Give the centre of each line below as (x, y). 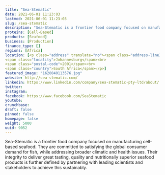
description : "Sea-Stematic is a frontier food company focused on (76, 28)
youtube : (14, 101)
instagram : (16, 91)
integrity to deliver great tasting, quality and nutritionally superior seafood (80, 157)
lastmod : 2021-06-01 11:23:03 (36, 19)
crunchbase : (17, 105)
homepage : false (22, 119)
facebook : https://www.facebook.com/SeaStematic (56, 96)
